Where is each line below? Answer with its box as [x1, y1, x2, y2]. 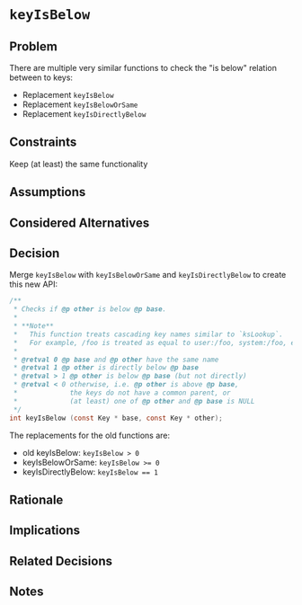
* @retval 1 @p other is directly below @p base [13, 363, 200, 372]
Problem [9, 39, 58, 54]
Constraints [9, 135, 77, 150]
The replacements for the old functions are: [9, 430, 171, 440]
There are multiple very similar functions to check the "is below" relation [9, 63, 277, 73]
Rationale [9, 492, 64, 507]
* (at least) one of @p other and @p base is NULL [13, 396, 255, 405]
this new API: [9, 279, 58, 289]
